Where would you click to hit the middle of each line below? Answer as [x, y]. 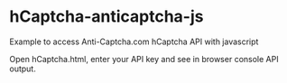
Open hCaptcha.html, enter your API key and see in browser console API [144, 59]
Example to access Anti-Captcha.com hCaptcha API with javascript [134, 41]
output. [23, 69]
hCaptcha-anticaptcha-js [106, 17]
